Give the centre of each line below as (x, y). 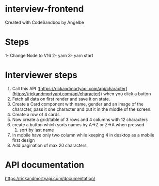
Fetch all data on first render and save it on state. (61, 99)
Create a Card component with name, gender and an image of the (78, 104)
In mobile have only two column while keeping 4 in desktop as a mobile (83, 135)
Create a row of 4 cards (36, 114)
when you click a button (127, 94)
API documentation (45, 165)
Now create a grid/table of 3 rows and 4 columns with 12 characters (80, 119)
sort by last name (37, 130)
